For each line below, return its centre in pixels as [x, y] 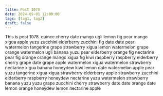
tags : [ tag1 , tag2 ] [25, 18]
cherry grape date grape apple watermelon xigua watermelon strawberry [78, 63]
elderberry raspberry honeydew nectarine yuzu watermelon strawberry [77, 78]
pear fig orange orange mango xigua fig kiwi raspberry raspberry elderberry [81, 57]
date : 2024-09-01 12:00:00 [32, 14]
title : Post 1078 [23, 9]
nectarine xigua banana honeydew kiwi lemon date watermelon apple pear [80, 68]
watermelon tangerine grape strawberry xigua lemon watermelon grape [77, 47]
